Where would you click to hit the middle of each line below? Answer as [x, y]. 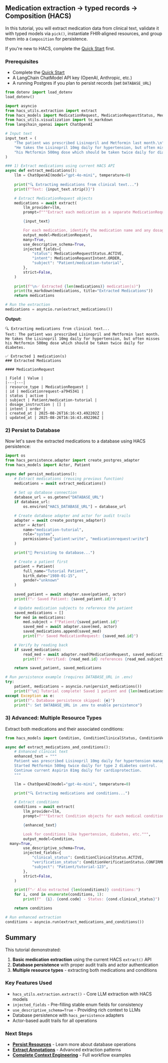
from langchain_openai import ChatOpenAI [49, 125]
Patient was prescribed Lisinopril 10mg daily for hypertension [82, 761]
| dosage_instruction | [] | [35, 404]
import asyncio [21, 106]
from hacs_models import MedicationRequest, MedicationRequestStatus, [80, 115]
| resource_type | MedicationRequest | [47, 387]
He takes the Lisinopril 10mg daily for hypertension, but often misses [82, 339]
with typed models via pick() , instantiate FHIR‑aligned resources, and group [84, 33]
